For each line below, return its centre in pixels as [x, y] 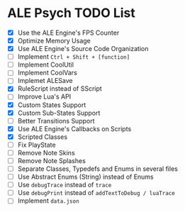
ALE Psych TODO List [72, 13]
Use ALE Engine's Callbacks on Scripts [74, 128]
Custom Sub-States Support [59, 113]
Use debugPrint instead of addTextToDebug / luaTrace [96, 193]
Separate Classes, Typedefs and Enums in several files [98, 169]
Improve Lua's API [44, 96]
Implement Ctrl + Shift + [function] [74, 57]
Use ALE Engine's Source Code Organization [83, 49]
